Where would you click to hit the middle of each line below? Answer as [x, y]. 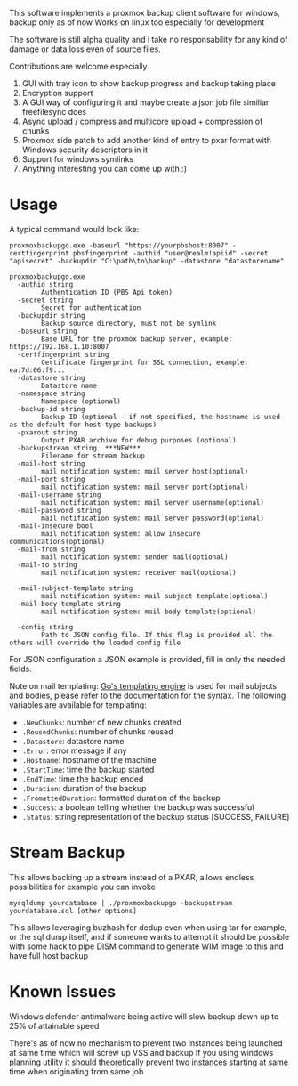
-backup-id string [52, 409]
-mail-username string [59, 494]
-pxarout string [47, 432]
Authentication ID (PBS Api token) [107, 292]
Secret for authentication [91, 308]
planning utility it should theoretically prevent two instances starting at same [149, 1062]
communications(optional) [57, 541]
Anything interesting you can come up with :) [104, 169]
